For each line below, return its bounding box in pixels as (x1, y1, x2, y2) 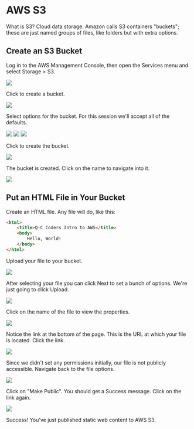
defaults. (6, 118, 28, 126)
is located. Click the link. (6, 336, 66, 343)
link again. (6, 394, 31, 401)
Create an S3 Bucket (6, 46, 83, 56)
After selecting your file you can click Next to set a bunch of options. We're (6, 280, 188, 287)
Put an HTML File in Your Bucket (6, 193, 125, 203)
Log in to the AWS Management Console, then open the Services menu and (6, 62, 189, 69)
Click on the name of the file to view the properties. (6, 308, 130, 315)
